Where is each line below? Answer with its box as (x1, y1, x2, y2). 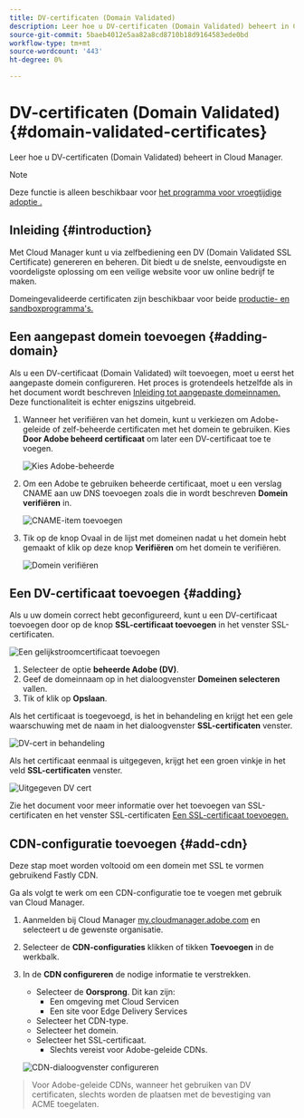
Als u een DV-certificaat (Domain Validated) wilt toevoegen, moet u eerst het (9, 367, 295, 378)
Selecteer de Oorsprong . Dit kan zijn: (35, 987, 176, 997)
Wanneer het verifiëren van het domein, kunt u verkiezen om (22, 413, 249, 424)
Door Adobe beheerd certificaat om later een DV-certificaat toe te (22, 433, 271, 444)
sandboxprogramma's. (9, 303, 94, 314)
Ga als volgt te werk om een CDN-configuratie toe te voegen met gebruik (9, 888, 282, 899)
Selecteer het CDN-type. (35, 1016, 129, 1026)
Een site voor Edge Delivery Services (49, 1006, 188, 1016)
